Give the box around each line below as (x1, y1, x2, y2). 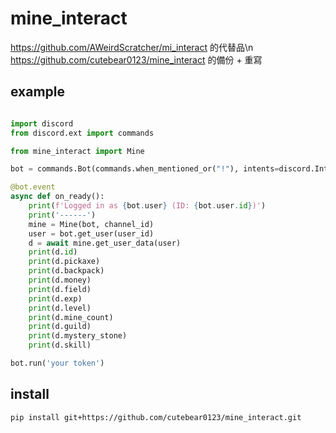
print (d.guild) (28, 322, 92, 332)
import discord (10, 118, 74, 129)
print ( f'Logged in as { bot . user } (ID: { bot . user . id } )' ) (28, 201, 267, 211)
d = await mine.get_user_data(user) (28, 238, 182, 248)
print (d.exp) (28, 293, 83, 304)
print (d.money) (28, 275, 92, 285)
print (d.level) (28, 303, 92, 313)
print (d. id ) (28, 247, 78, 257)
